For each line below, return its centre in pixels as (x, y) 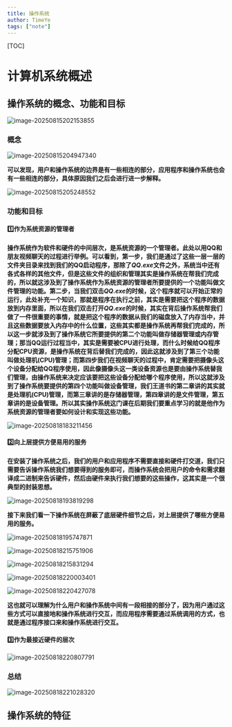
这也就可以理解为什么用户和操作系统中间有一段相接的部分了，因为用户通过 (113, 605)
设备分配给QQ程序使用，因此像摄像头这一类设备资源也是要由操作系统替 (114, 368)
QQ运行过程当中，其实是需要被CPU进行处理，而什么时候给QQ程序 (126, 342)
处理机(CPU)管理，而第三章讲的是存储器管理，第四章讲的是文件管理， (113, 394)
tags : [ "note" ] (29, 26)
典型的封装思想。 (31, 487)
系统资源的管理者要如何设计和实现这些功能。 (71, 411)
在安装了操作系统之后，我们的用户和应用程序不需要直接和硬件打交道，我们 (113, 461)
